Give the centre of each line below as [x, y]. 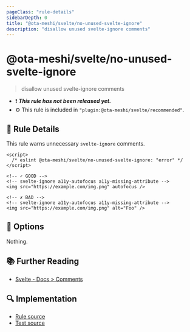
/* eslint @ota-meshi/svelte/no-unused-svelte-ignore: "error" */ [97, 160]
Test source [30, 323]
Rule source [30, 317]
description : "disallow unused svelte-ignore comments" [78, 29]
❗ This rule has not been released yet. [63, 101]
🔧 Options [25, 227]
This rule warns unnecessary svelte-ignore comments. [76, 143]
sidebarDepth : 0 [27, 18]
